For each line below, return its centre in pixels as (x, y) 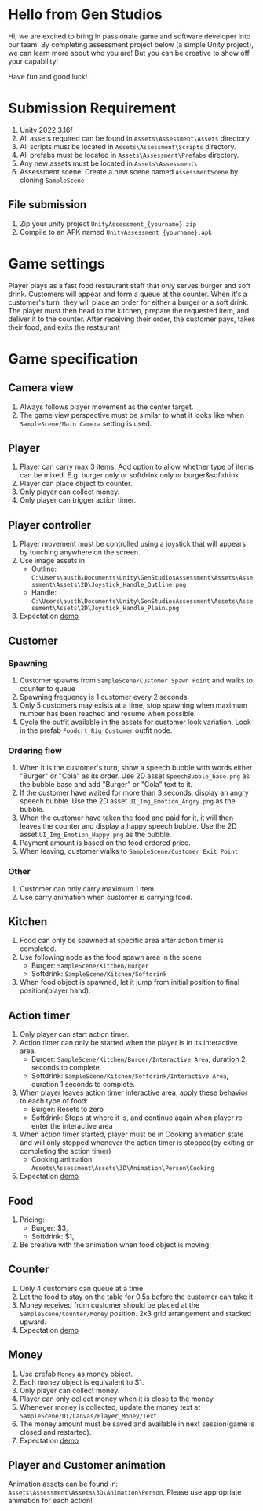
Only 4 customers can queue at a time (81, 1288)
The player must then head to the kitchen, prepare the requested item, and (129, 310)
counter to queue (47, 688)
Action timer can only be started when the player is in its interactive (128, 1043)
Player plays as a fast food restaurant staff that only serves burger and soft (130, 285)
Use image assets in (52, 561)
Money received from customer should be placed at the (110, 1304)
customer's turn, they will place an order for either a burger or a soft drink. (128, 302)
